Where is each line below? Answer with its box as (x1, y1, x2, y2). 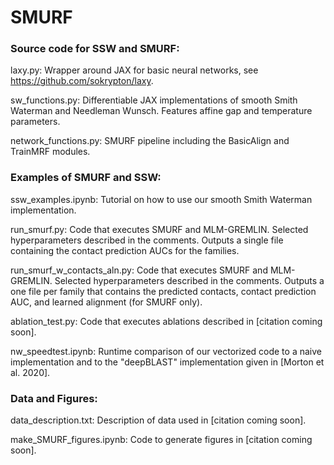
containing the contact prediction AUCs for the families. (10, 244, 240, 256)
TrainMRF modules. (10, 146, 91, 158)
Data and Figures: (10, 391, 98, 405)
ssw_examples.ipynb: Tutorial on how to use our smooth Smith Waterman (10, 193, 313, 205)
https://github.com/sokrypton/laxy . (10, 75, 154, 87)
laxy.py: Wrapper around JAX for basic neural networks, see (10, 64, 259, 76)
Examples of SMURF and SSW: (10, 171, 162, 185)
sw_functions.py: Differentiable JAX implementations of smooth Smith (10, 94, 298, 106)
